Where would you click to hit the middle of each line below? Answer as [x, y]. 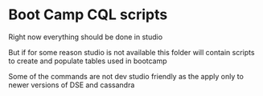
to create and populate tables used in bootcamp [88, 61]
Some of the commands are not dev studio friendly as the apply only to [126, 76]
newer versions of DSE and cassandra [72, 85]
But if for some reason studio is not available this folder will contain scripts [131, 52]
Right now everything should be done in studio [86, 37]
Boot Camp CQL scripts [88, 15]
